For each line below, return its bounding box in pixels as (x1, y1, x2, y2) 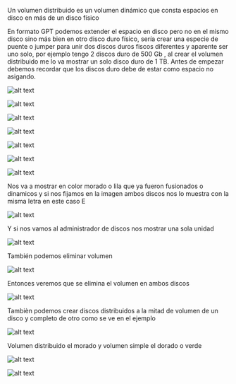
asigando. (7, 72, 37, 81)
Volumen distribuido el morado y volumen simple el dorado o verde (7, 342, 202, 349)
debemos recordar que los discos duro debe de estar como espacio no (7, 65, 213, 73)
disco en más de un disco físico (7, 13, 100, 22)
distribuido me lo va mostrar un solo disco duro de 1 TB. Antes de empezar (7, 57, 224, 66)
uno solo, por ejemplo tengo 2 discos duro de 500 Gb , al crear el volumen (7, 50, 223, 58)
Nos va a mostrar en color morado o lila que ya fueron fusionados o (7, 182, 204, 190)
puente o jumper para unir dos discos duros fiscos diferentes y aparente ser (7, 42, 228, 50)
